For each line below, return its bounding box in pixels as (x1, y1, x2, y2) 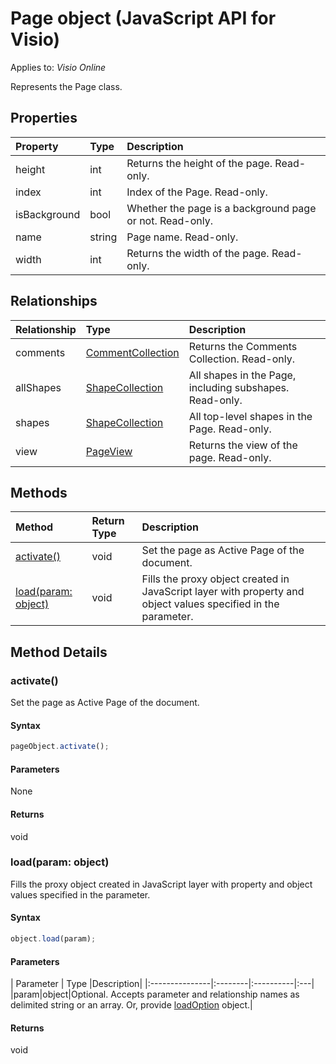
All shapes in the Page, (188, 368, 297, 382)
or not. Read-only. (126, 213, 213, 227)
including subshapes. (188, 380, 290, 394)
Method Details (10, 643, 108, 661)
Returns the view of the (188, 438, 298, 452)
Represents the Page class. (10, 80, 123, 92)
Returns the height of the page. (126, 156, 273, 170)
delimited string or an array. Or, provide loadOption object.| (10, 999, 253, 1011)
